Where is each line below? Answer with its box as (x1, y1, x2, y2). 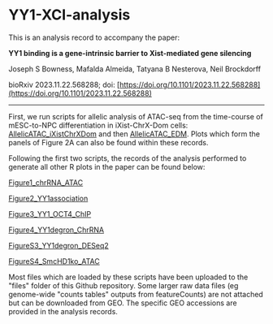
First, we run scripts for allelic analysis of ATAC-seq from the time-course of (8, 111, 264, 121)
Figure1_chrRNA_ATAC (8, 177, 84, 188)
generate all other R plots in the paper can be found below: (8, 162, 206, 171)
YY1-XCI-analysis (8, 6, 131, 24)
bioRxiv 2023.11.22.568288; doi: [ (8, 80, 120, 89)
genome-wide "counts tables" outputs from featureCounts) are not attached (8, 289, 264, 299)
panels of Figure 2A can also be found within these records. (8, 137, 209, 147)
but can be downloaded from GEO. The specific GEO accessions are (8, 298, 237, 308)
